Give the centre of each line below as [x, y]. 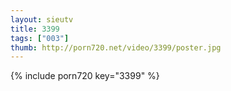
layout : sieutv [42, 19]
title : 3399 [35, 29]
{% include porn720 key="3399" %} [85, 76]
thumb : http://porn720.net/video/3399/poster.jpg [116, 47]
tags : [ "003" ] [40, 38]
